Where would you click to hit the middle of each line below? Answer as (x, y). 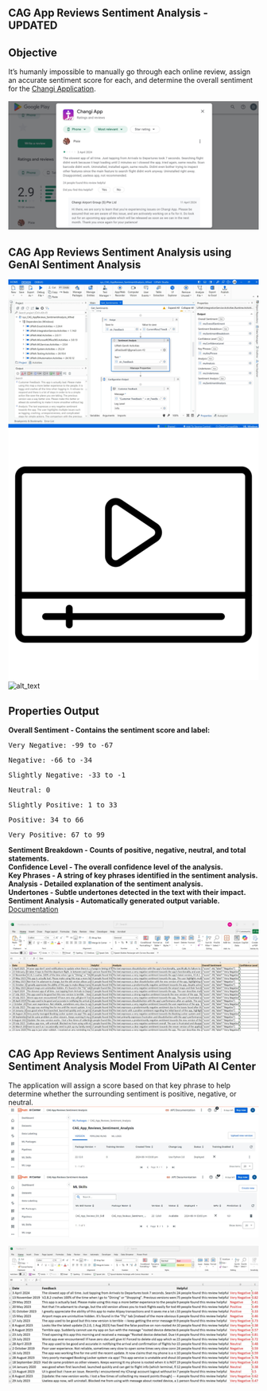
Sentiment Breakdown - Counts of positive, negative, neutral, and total (127, 850)
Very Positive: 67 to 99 (56, 835)
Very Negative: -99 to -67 (61, 745)
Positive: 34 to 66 (46, 820)
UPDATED (33, 26)
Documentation (33, 909)
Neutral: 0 (29, 790)
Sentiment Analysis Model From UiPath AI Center (132, 1066)
